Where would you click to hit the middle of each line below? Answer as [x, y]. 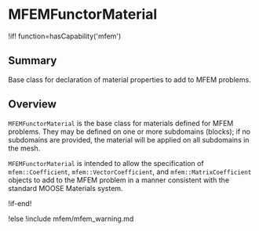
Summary [33, 61]
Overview [33, 105]
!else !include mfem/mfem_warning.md [71, 218]
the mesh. [24, 148]
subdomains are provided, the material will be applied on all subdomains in [129, 139]
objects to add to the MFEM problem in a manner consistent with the [119, 180]
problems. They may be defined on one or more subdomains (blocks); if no [129, 132]
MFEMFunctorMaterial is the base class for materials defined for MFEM [121, 123]
